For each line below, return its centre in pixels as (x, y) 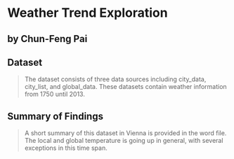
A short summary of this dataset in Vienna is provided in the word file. (125, 133)
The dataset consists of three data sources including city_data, (115, 79)
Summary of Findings (56, 116)
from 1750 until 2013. (55, 94)
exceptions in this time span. (66, 148)
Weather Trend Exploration (87, 13)
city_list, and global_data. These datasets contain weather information (125, 87)
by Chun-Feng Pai (47, 39)
